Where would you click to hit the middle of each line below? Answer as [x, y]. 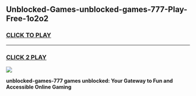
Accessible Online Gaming [39, 87]
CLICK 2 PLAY [26, 57]
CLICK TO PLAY [29, 35]
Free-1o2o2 [27, 19]
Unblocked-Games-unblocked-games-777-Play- [97, 10]
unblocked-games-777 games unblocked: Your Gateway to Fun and [90, 80]
